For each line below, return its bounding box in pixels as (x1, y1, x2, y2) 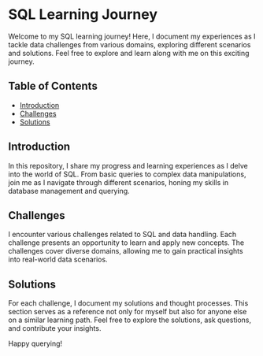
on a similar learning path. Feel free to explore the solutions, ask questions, (8, 315, 252, 324)
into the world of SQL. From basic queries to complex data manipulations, (8, 169, 246, 179)
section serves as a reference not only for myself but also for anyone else (8, 307, 247, 317)
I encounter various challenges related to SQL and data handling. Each (8, 230, 237, 239)
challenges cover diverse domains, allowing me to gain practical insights (8, 247, 243, 256)
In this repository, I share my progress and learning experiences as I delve (8, 161, 248, 170)
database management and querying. (8, 186, 130, 195)
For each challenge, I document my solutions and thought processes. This (8, 299, 249, 308)
